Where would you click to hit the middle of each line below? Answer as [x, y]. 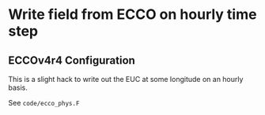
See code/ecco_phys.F [44, 103]
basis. [18, 87]
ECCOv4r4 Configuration [72, 60]
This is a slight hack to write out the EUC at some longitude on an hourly [126, 79]
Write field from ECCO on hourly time [132, 15]
